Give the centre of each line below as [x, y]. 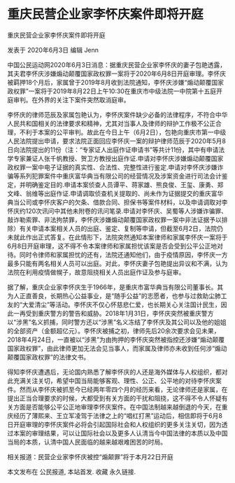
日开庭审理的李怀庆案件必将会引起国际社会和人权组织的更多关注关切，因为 [114, 424]
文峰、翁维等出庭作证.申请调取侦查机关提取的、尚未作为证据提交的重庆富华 [115, 193]
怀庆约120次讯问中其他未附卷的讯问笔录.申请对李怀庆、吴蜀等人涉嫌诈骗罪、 [117, 211]
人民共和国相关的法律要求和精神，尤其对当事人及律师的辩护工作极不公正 [111, 123]
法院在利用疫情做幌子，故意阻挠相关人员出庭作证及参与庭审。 [96, 272]
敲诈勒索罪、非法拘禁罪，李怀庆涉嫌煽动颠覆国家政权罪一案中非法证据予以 [114, 219]
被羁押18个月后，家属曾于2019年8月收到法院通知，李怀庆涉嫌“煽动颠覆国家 [115, 82]
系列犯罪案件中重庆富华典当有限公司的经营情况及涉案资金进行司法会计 [120, 176]
